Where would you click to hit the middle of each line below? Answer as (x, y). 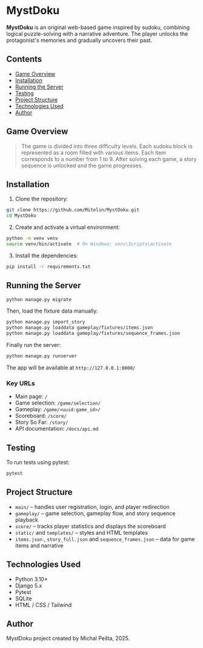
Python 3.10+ (32, 579)
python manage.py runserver (42, 356)
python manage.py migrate (39, 299)
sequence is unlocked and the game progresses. (82, 165)
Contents (24, 59)
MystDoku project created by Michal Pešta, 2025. (68, 638)
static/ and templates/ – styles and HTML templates (82, 532)
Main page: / (31, 397)
